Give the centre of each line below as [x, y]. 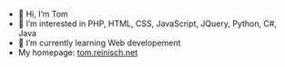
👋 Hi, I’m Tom [43, 14]
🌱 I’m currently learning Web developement [99, 43]
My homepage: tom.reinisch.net [78, 53]
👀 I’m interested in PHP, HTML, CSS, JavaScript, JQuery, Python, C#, [148, 24]
